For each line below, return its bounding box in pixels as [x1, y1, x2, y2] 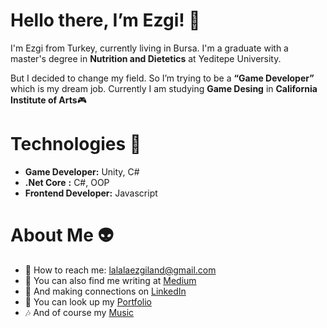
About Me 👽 [10, 224, 114, 247]
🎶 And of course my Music [24, 306, 135, 318]
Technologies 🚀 [10, 133, 142, 156]
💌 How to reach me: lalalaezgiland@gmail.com [24, 264, 217, 276]
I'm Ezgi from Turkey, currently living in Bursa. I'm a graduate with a [10, 42, 289, 54]
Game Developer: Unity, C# [24, 165, 140, 178]
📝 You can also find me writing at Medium [24, 274, 197, 286]
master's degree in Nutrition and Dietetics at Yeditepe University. [10, 52, 282, 64]
